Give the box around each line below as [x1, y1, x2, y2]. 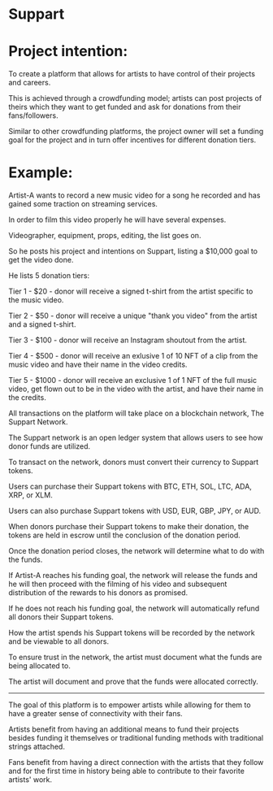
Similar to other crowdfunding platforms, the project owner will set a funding [8, 127, 264, 137]
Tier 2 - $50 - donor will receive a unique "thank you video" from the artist [8, 311, 258, 321]
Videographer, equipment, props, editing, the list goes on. [8, 231, 201, 241]
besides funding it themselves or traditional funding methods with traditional [8, 733, 264, 743]
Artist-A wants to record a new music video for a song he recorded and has [8, 190, 261, 200]
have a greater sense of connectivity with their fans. [8, 709, 183, 719]
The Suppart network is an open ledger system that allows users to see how [8, 432, 263, 443]
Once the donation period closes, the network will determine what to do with [8, 546, 265, 556]
